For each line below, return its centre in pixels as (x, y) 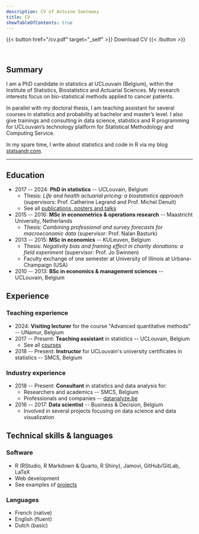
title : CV (18, 17)
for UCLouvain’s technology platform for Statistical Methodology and (90, 127)
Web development (37, 478)
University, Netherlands (44, 221)
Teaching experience (37, 313)
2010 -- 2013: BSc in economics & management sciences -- (89, 271)
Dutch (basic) (31, 525)
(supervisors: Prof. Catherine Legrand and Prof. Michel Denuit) (100, 202)
